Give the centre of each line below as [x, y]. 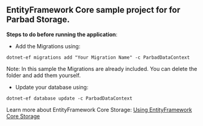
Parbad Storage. [38, 20]
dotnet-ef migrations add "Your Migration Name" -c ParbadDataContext [98, 57]
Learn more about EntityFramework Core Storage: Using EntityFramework [99, 109]
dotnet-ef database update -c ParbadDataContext [69, 98]
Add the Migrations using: [48, 46]
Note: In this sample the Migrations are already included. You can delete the [102, 69]
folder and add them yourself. [44, 75]
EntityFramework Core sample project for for [93, 10]
